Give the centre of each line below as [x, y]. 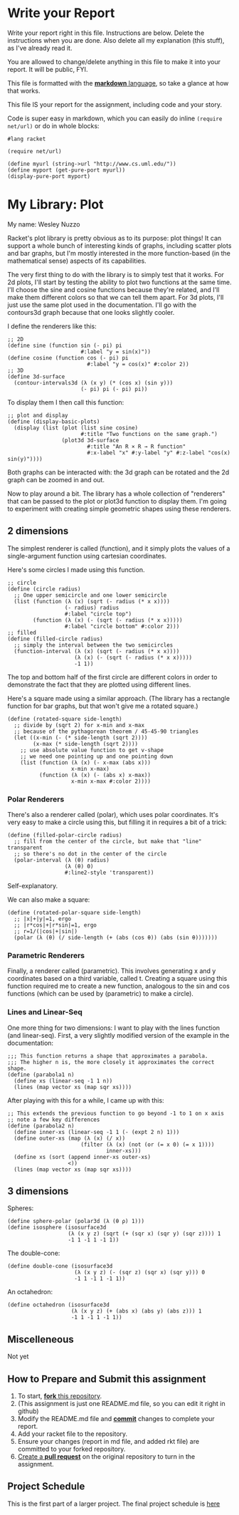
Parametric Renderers [46, 955]
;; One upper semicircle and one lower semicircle [90, 595]
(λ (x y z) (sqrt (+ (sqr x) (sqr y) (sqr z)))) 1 [144, 1234]
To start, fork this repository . [60, 1396]
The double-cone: [34, 1253]
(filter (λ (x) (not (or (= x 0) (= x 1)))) [148, 1145]
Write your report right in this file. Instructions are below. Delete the [106, 33]
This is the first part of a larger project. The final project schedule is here [114, 1504]
